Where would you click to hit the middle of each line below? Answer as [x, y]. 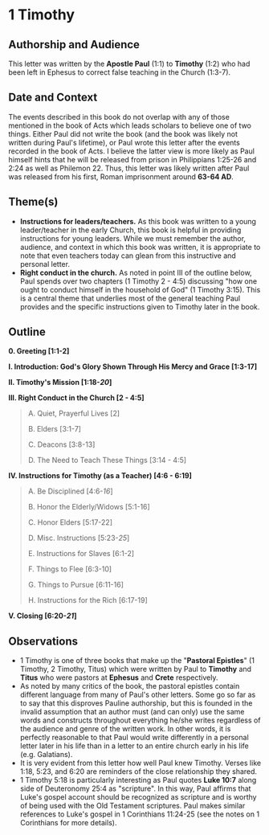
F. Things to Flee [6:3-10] [70, 569]
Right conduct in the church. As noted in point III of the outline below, [136, 272]
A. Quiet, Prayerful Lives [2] [74, 413]
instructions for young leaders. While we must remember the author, [133, 238]
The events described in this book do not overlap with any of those [119, 117]
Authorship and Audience [74, 45]
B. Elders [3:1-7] [55, 429]
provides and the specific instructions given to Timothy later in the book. [140, 306]
